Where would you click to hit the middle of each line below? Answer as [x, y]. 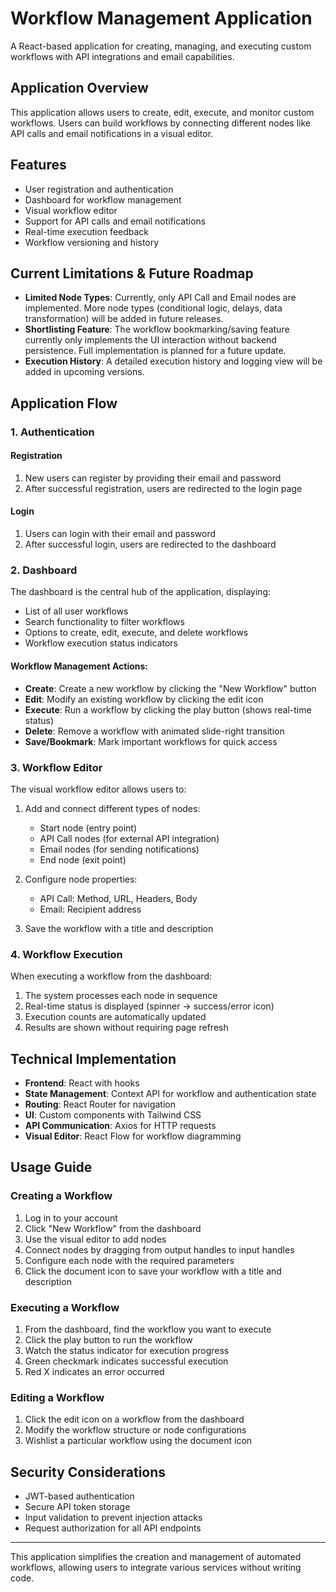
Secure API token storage [77, 1507]
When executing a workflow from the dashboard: [111, 976]
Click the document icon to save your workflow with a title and [153, 1271]
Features [38, 165]
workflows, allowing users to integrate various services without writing [156, 1568]
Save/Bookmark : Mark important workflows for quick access [151, 741]
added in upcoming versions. [84, 372]
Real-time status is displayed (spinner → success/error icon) [149, 1006]
